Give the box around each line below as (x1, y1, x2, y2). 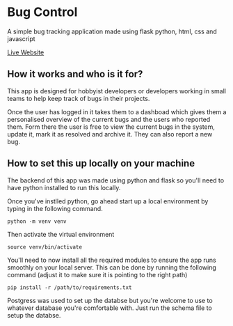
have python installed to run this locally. (7, 183, 121, 192)
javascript (7, 34, 36, 42)
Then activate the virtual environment (7, 230, 115, 238)
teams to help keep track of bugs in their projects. (7, 94, 150, 102)
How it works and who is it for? (7, 68, 143, 80)
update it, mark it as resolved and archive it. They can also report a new (7, 130, 213, 138)
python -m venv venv (7, 217, 67, 225)
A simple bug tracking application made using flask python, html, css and (7, 27, 217, 36)
